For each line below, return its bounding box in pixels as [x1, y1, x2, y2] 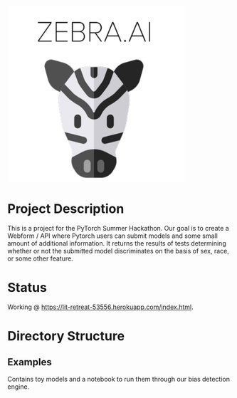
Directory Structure [7, 328, 125, 344]
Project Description [7, 201, 125, 216]
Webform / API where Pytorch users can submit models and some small [7, 231, 218, 240]
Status [7, 279, 48, 295]
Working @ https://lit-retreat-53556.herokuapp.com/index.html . [7, 303, 194, 311]
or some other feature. [7, 254, 73, 263]
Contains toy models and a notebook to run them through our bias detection [7, 375, 230, 384]
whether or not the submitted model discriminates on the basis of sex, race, [7, 247, 229, 256]
